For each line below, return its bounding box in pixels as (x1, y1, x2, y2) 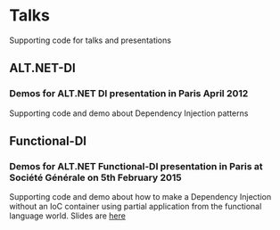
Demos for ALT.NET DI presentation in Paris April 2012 (9, 87, 249, 100)
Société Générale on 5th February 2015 (9, 171, 183, 184)
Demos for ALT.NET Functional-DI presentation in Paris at (9, 160, 263, 172)
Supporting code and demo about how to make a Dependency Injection (9, 192, 272, 202)
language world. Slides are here (9, 210, 127, 221)
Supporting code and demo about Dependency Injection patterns (9, 108, 249, 119)
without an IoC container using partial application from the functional (9, 201, 262, 212)
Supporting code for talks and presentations (9, 35, 172, 45)
